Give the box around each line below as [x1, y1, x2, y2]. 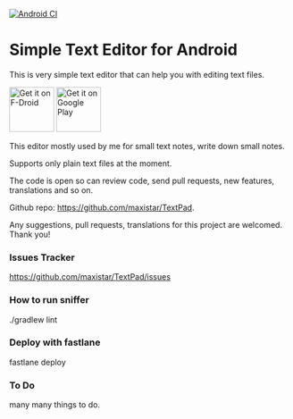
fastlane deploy [9, 356, 67, 367]
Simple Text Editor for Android [9, 40, 239, 60]
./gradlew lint [9, 314, 58, 325]
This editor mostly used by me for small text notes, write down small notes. [9, 140, 285, 151]
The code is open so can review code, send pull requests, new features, [9, 175, 275, 186]
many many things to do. [9, 399, 101, 410]
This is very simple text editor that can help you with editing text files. [9, 69, 265, 80]
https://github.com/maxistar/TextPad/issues [9, 272, 172, 282]
